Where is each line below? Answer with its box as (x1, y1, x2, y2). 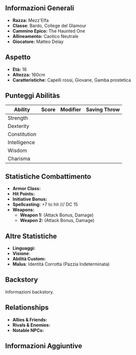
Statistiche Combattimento (5, 172, 91, 180)
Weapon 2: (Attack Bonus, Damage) (19, 217, 95, 223)
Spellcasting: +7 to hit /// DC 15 (12, 201, 78, 207)
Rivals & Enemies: (12, 322, 50, 328)
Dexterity (7, 122, 29, 129)
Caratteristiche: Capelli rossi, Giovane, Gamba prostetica (12, 77, 131, 83)
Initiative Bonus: (12, 196, 47, 202)
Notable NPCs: (12, 327, 44, 333)
